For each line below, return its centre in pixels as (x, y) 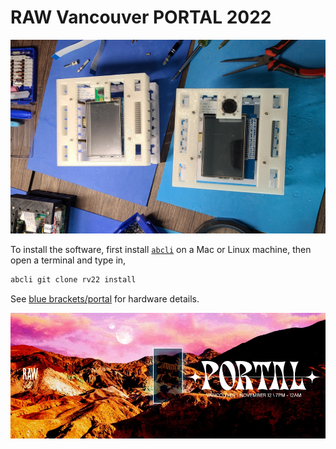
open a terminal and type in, (68, 260)
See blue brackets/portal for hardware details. (105, 298)
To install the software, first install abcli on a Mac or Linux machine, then (161, 250)
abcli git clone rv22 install (73, 280)
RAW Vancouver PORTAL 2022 (141, 17)
